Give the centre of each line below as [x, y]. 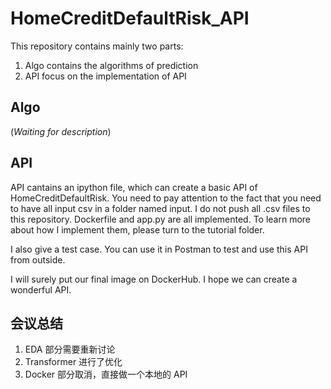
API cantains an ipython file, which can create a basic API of [134, 187]
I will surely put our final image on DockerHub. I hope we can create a [154, 279]
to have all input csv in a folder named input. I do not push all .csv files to [160, 208]
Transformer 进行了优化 [73, 362]
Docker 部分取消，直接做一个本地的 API [106, 374]
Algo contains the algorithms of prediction [111, 65]
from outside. [38, 259]
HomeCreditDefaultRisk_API [130, 18]
